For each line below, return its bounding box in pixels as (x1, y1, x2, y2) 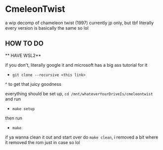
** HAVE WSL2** (5, 52, 41, 58)
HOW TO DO (5, 39, 43, 48)
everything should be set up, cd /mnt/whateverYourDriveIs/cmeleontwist (5, 90, 153, 97)
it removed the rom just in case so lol (5, 139, 80, 145)
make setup (12, 106, 35, 112)
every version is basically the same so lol (5, 25, 89, 31)
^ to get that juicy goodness (5, 81, 62, 87)
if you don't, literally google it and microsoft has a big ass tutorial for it (5, 62, 148, 68)
